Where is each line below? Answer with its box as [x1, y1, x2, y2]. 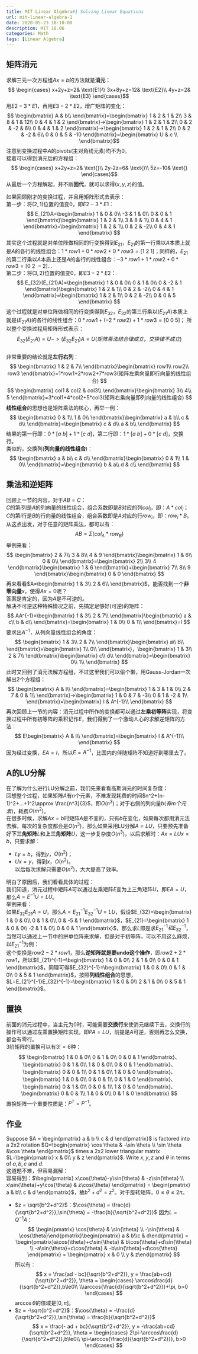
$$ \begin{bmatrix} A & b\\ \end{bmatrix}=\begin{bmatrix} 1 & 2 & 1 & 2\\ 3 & [7, 112, 192, 119]
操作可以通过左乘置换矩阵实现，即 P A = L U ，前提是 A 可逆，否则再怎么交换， [6, 1028, 191, 1035]
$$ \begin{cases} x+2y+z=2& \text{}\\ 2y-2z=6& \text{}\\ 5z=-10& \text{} [11, 164, 188, 171]
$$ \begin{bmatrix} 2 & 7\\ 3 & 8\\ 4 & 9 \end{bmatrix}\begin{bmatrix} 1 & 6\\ [6, 552, 193, 558]
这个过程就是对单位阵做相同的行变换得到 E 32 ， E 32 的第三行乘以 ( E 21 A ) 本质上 [6, 308, 188, 317]
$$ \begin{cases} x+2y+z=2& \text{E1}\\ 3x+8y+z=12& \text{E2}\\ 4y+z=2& [8, 86, 191, 93]
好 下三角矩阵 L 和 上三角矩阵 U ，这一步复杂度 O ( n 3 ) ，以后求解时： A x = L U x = [6, 829, 189, 837]
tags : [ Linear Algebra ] [6, 36, 65, 42]
